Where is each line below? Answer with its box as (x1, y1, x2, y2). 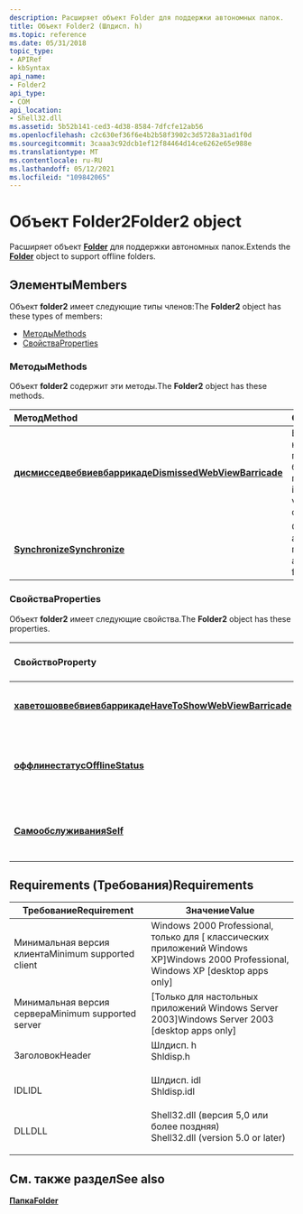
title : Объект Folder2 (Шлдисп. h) (9, 22, 143, 31)
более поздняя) (151, 1120, 220, 1133)
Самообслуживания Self (14, 824, 124, 837)
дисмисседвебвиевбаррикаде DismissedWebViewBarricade (14, 467, 283, 479)
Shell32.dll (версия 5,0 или (151, 1109, 269, 1122)
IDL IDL (14, 1084, 42, 1097)
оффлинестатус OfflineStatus (14, 759, 144, 772)
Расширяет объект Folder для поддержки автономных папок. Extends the (9, 241, 291, 253)
